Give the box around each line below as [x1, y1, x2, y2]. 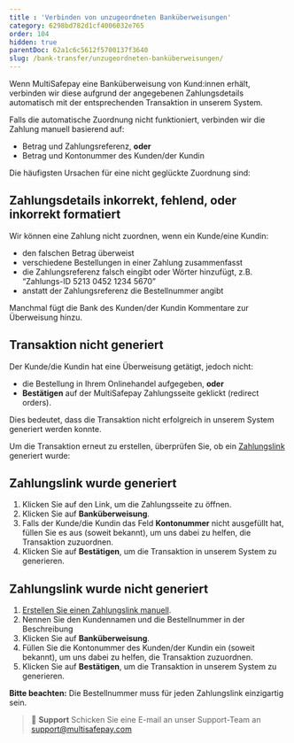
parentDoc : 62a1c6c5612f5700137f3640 [9, 46, 149, 55]
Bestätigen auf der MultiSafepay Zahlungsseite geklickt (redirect [21, 387, 259, 399]
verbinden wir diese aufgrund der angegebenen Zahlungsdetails [9, 88, 244, 98]
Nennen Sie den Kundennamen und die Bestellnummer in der [21, 615, 245, 625]
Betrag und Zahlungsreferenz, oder [21, 141, 152, 151]
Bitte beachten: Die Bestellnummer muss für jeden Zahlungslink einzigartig [9, 688, 284, 699]
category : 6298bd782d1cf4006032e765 [9, 21, 144, 30]
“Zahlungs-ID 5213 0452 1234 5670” [21, 275, 157, 286]
